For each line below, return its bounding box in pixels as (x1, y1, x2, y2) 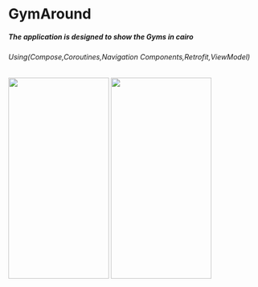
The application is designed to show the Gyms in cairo (8, 31, 195, 41)
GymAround (8, 5, 92, 23)
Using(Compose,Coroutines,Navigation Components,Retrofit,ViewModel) (8, 52, 251, 62)
